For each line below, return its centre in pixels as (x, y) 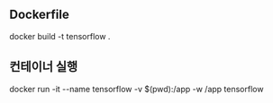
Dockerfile (40, 15)
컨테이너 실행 (44, 67)
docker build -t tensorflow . (60, 36)
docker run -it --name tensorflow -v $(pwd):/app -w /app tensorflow (136, 89)
